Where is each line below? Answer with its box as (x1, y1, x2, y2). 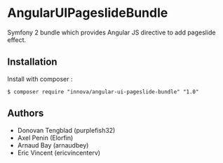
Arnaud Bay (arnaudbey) (17, 141, 89, 149)
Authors (7, 107, 44, 119)
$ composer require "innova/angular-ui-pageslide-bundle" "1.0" (7, 88, 199, 96)
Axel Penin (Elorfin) (17, 133, 74, 142)
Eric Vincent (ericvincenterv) (17, 148, 100, 157)
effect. (7, 35, 27, 44)
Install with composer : (7, 74, 73, 83)
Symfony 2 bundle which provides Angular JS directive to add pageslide (7, 28, 216, 37)
